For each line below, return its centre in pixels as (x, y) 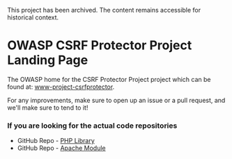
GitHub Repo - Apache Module (61, 148)
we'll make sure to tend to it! (48, 108)
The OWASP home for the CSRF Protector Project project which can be (109, 79)
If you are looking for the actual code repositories (92, 126)
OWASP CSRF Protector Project (100, 45)
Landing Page (48, 60)
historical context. (33, 17)
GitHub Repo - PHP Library (56, 141)
